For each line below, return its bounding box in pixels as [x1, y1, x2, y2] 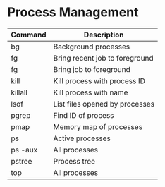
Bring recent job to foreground [53, 53, 154, 63]
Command [11, 30, 47, 40]
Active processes [53, 133, 111, 143]
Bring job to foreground [53, 64, 130, 74]
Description [83, 30, 125, 40]
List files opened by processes [53, 99, 155, 109]
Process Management [7, 4, 139, 20]
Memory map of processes [53, 121, 143, 131]
